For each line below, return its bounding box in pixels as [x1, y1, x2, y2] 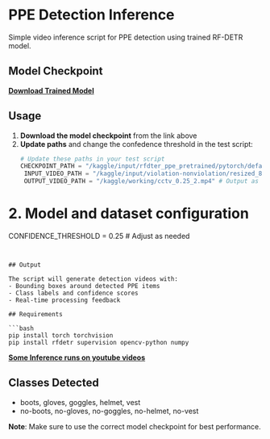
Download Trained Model [8, 86, 94, 95]
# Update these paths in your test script [19, 155, 165, 163]
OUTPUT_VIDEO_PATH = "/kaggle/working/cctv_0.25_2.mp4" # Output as [23, 178, 260, 186]
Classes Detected [8, 376, 99, 390]
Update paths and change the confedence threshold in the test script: [19, 139, 254, 148]
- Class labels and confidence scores [8, 289, 139, 297]
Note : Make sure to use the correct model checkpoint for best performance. [8, 421, 261, 431]
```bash [8, 324, 35, 332]
